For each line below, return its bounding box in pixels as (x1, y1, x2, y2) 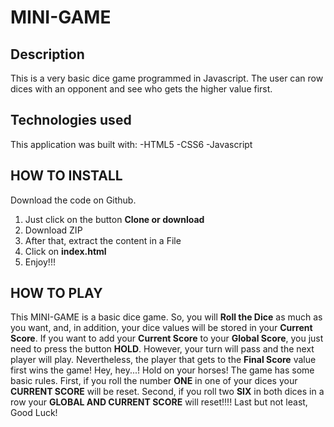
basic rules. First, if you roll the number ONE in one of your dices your (10, 375, 298, 387)
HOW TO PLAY (10, 285, 103, 302)
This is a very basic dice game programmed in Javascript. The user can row (10, 72, 324, 84)
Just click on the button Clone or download (24, 213, 205, 225)
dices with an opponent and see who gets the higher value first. (10, 83, 273, 95)
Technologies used (10, 112, 132, 129)
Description (10, 46, 85, 63)
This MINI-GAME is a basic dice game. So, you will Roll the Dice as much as (10, 311, 323, 323)
